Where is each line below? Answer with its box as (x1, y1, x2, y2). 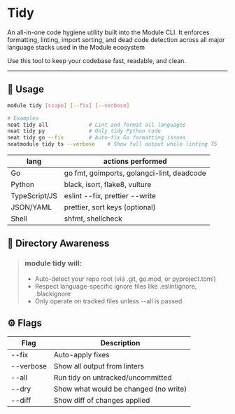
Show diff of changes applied (53, 395, 150, 405)
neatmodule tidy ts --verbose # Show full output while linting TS (7, 141, 218, 148)
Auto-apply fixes (53, 350, 110, 359)
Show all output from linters (53, 361, 145, 371)
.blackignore (34, 289, 71, 298)
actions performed (103, 156, 167, 166)
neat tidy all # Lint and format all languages (7, 121, 187, 128)
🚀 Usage (7, 83, 44, 95)
